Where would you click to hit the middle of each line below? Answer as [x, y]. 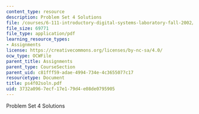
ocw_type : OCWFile [29, 56]
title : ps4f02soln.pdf [34, 84]
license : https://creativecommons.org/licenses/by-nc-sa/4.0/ [84, 50]
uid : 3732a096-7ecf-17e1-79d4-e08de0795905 [61, 89]
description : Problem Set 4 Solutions [54, 17]
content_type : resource [36, 12]
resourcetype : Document [36, 78]
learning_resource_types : [38, 39]
